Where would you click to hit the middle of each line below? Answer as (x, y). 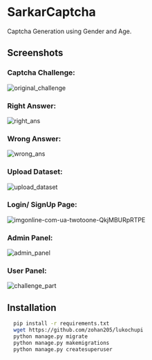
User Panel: (27, 271)
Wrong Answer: (34, 138)
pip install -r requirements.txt (61, 324)
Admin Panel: (30, 237)
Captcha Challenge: (41, 73)
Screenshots (35, 53)
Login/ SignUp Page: (42, 205)
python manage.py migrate (51, 336)
